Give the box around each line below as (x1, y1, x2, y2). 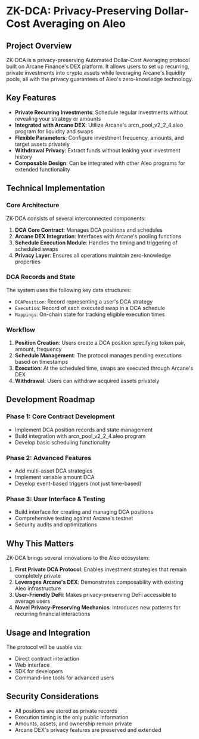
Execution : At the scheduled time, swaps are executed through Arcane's (14, 364, 194, 372)
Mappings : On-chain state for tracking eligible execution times (14, 311, 165, 318)
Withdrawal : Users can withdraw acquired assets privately (14, 378, 160, 385)
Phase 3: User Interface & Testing (6, 495, 105, 503)
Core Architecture (6, 201, 60, 210)
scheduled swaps (14, 245, 58, 252)
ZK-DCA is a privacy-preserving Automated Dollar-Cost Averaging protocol (6, 57, 190, 63)
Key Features (6, 93, 57, 103)
